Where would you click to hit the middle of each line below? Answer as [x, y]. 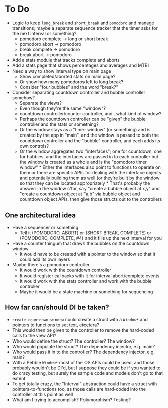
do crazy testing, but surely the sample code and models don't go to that [87, 373]
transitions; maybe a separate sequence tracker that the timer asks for [85, 28]
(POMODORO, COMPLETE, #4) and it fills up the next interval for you [91, 238]
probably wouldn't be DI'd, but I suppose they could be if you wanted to [86, 368]
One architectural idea [40, 215]
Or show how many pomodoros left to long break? [71, 82]
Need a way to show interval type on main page [61, 71]
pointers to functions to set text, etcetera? [55, 325]
